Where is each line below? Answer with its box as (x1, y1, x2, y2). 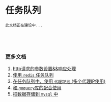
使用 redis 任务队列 (12, 72, 54, 78)
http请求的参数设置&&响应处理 (12, 65, 76, 72)
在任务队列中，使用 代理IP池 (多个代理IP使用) (12, 78, 106, 84)
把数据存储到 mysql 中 (12, 91, 59, 97)
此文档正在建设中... (5, 22, 43, 28)
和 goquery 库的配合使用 (12, 85, 62, 91)
